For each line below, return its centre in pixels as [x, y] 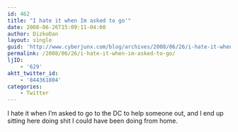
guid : [15, 47]
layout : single [30, 40]
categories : [25, 87]
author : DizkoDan [33, 34]
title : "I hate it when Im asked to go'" [69, 21]
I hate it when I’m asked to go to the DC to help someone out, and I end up [116, 114]
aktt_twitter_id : [33, 73]
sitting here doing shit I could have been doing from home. [93, 121]
